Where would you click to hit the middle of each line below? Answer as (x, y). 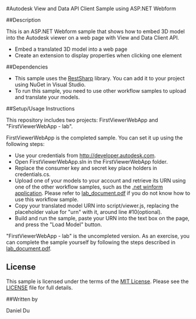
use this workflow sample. (46, 199)
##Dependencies (27, 67)
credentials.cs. (33, 174)
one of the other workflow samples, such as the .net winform (89, 187)
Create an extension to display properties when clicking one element (98, 55)
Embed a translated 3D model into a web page (71, 49)
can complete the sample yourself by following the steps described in (91, 242)
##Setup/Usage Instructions (40, 108)
